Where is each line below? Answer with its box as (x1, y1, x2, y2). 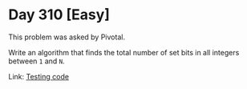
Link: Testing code (8, 71, 70, 81)
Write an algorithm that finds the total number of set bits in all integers (8, 47, 240, 57)
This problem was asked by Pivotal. (8, 32, 126, 42)
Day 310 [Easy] (8, 6, 111, 24)
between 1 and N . (8, 56, 66, 66)
